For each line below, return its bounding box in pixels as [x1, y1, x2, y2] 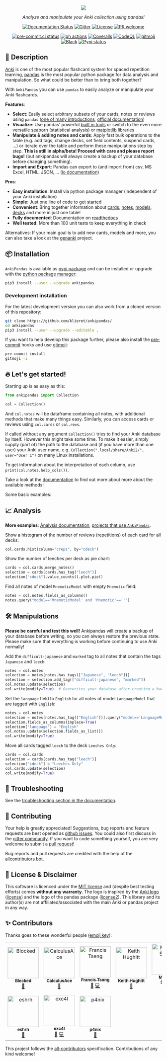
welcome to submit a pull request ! [5, 841, 75, 847]
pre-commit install [5, 351, 46, 357]
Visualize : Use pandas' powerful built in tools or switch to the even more [12, 121, 162, 127]
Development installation [5, 292, 67, 299]
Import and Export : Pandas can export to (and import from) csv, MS [12, 163, 152, 169]
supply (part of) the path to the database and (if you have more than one [5, 441, 154, 447]
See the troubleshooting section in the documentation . [5, 798, 117, 804]
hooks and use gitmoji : [21, 342, 68, 348]
